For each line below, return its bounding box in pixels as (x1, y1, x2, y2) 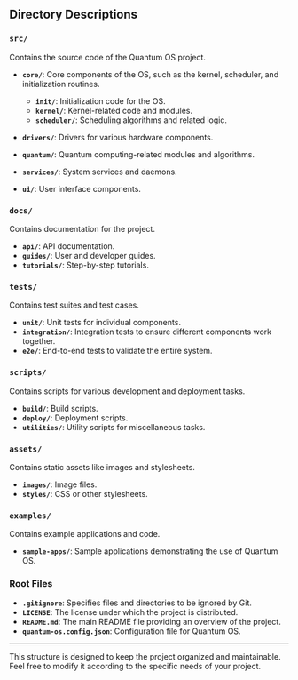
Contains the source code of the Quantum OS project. (9, 52, 207, 62)
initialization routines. (21, 78, 100, 89)
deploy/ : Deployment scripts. (21, 412, 129, 423)
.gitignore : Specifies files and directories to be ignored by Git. (21, 597, 253, 608)
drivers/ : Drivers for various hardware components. (21, 132, 214, 142)
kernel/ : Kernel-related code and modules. (35, 105, 193, 116)
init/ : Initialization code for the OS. (35, 95, 166, 106)
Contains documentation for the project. (9, 223, 155, 234)
